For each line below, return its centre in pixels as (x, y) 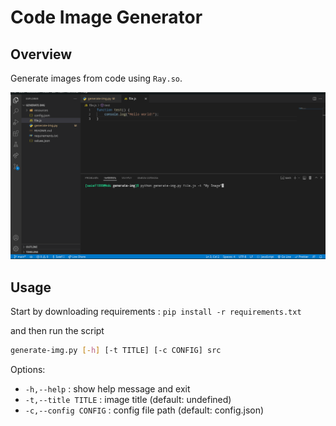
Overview (41, 54)
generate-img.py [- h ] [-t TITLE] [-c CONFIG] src (116, 351)
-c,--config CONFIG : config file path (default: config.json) (144, 410)
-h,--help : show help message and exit (107, 388)
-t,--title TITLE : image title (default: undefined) (128, 399)
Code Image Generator (106, 17)
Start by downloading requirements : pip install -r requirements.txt (156, 312)
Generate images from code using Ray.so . (96, 78)
